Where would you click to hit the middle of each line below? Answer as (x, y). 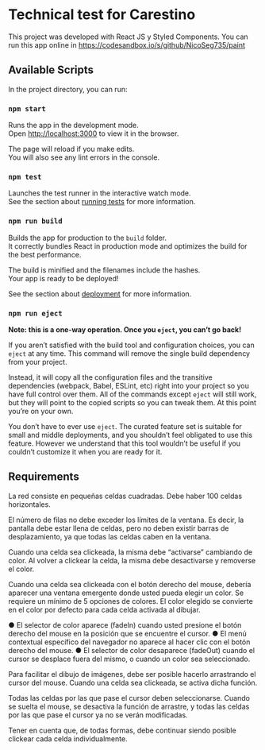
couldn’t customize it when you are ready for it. (85, 451)
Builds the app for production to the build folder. (88, 238)
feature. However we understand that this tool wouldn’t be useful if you (124, 443)
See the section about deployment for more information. (100, 294)
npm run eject (35, 313)
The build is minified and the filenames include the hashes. (104, 270)
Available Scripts (51, 70)
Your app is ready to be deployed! (63, 278)
